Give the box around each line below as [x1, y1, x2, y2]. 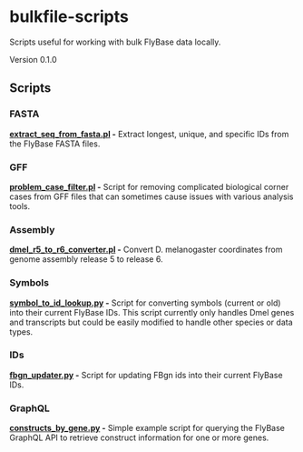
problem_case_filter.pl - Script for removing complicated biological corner [9, 181, 289, 192]
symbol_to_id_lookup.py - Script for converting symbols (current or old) [9, 297, 281, 308]
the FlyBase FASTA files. [9, 138, 101, 149]
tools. [9, 200, 31, 211]
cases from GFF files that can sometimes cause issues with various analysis [9, 191, 294, 202]
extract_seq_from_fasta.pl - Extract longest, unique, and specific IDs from [9, 128, 289, 139]
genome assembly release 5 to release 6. [9, 254, 163, 265]
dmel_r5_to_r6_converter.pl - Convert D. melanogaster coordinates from [9, 244, 283, 256]
